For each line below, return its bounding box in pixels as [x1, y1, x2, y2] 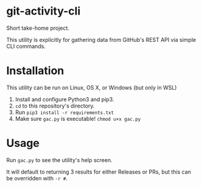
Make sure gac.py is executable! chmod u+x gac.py [15, 115, 141, 122]
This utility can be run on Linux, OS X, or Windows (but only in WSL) [6, 84, 177, 91]
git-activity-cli [6, 4, 81, 18]
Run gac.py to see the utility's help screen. [6, 156, 113, 163]
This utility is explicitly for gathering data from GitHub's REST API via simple [6, 36, 197, 43]
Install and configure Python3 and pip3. [15, 95, 114, 103]
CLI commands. [6, 42, 46, 50]
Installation [6, 64, 64, 78]
